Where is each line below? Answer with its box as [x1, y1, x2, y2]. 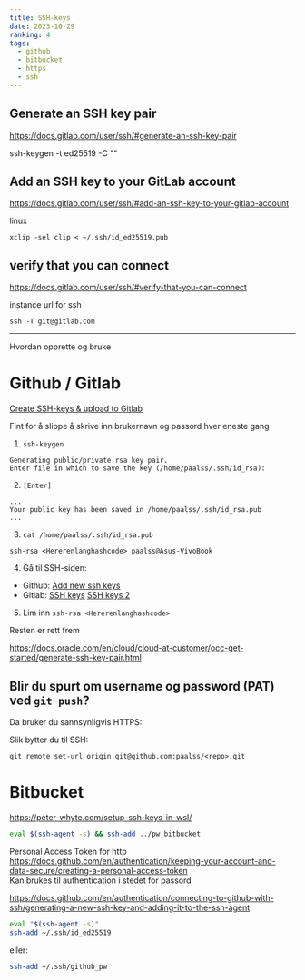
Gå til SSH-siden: [22, 563, 87, 573]
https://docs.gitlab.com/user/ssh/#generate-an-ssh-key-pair [9, 130, 238, 141]
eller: [9, 945, 29, 955]
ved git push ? [9, 692, 90, 708]
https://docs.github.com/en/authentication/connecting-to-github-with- [9, 892, 274, 903]
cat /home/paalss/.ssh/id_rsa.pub [22, 531, 153, 540]
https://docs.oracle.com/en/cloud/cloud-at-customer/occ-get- [9, 642, 244, 653]
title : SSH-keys [9, 13, 71, 23]
